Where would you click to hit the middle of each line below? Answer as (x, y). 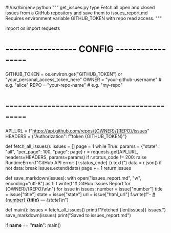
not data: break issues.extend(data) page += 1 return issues (68, 168)
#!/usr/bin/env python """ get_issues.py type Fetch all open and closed (80, 7)
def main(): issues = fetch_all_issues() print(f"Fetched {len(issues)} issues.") (86, 209)
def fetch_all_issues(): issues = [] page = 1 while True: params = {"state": (82, 146)
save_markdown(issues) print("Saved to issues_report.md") (68, 215)
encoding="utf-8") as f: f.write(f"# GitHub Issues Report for (68, 183)
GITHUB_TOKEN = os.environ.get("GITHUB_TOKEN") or (64, 74)
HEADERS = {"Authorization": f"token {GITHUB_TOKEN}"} (66, 136)
